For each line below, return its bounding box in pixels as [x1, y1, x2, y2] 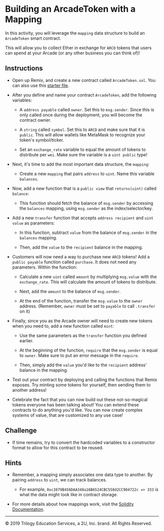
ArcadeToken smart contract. [5, 35, 61, 41]
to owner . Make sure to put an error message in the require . [19, 352, 139, 358]
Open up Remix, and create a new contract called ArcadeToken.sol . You [12, 77, 156, 83]
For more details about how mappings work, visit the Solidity [12, 501, 134, 507]
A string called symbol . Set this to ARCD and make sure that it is [19, 126, 145, 132]
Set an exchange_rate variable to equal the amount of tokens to [19, 146, 146, 152]
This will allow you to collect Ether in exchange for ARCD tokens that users [5, 45, 152, 51]
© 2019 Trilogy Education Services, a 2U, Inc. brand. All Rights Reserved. [5, 521, 152, 527]
